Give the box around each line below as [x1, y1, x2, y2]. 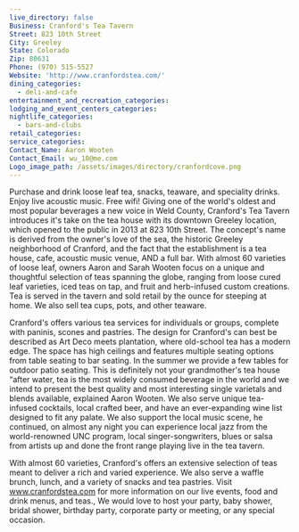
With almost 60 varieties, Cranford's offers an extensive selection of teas [9, 458, 278, 469]
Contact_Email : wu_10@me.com [9, 153, 118, 163]
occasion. [9, 514, 46, 526]
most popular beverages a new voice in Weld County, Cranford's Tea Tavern [9, 206, 290, 217]
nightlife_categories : [9, 112, 94, 121]
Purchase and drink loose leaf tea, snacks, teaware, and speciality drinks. [9, 186, 280, 197]
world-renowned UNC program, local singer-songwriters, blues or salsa [9, 431, 274, 442]
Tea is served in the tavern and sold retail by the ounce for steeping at [9, 291, 267, 301]
